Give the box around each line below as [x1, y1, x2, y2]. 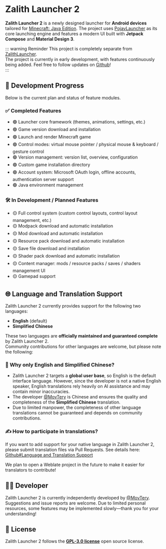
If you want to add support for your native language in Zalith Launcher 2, [5, 441, 155, 447]
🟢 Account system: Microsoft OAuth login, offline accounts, [12, 169, 136, 175]
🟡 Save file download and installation [12, 245, 90, 251]
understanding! [5, 510, 36, 516]
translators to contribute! [5, 466, 56, 473]
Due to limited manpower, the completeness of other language [12, 404, 141, 410]
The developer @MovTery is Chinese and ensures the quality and [12, 394, 147, 400]
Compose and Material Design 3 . [5, 36, 75, 42]
